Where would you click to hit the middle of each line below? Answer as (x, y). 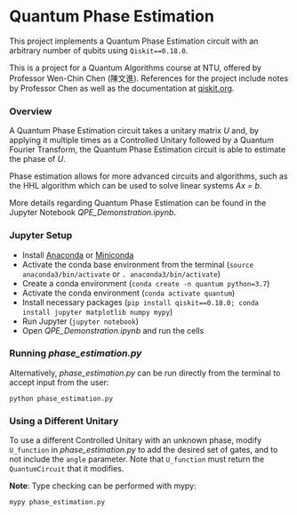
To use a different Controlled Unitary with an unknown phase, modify (136, 440)
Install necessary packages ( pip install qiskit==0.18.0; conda (140, 302)
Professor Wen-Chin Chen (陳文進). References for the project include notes (149, 78)
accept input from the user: (59, 382)
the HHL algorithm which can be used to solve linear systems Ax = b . (136, 186)
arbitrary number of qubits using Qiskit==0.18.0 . (99, 50)
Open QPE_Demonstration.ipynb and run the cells (113, 330)
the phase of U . (38, 159)
